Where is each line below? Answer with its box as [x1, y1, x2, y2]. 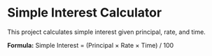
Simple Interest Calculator [7, 5, 162, 21]
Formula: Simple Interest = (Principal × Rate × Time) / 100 [7, 41, 174, 49]
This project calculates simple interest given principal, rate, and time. [7, 28, 206, 36]
